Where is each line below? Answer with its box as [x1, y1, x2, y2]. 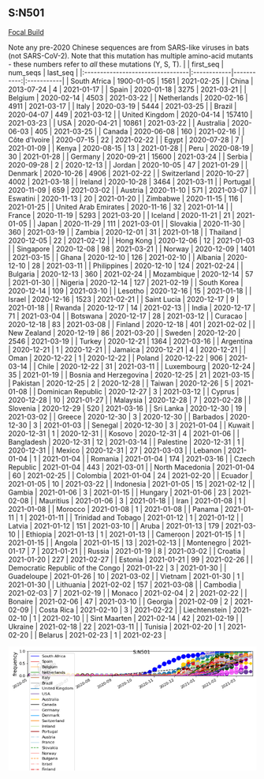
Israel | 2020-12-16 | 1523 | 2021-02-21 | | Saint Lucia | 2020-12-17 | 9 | [8, 294, 239, 303]
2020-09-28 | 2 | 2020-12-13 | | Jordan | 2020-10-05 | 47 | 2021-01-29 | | [8, 160, 248, 169]
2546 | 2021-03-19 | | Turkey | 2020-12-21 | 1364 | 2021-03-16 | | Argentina [8, 336, 254, 346]
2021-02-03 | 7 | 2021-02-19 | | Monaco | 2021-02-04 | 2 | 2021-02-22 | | [8, 588, 247, 597]
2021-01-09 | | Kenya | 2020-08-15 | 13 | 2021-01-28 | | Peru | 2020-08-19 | [8, 143, 254, 152]
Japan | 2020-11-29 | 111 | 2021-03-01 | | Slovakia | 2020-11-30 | [37, 219, 246, 228]
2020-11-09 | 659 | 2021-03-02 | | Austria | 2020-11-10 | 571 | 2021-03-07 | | [8, 185, 256, 194]
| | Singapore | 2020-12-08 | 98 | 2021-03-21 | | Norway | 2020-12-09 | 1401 [8, 244, 255, 254]
